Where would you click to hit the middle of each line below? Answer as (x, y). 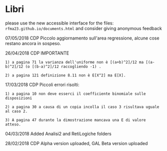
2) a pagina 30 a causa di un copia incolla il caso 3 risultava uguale (82, 107)
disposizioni (19, 98)
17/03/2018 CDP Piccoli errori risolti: (42, 84)
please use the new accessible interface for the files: (59, 23)
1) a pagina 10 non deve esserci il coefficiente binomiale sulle (76, 93)
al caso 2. (16, 111)
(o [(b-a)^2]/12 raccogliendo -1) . (63, 66)
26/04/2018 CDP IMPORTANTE (37, 53)
